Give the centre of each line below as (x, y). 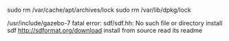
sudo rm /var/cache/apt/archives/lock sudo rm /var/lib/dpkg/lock (99, 10)
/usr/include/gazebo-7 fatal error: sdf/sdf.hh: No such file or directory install (115, 23)
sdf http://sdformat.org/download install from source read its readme (105, 30)
